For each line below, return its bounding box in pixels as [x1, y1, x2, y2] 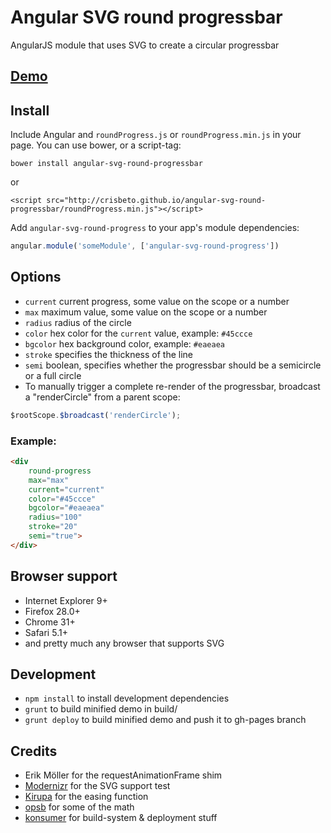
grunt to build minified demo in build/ [24, 703, 178, 715]
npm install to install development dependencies [24, 692, 230, 705]
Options [10, 269, 62, 286]
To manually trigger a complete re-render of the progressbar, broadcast [24, 380, 321, 392]
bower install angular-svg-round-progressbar [10, 159, 203, 169]
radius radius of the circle [24, 316, 132, 328]
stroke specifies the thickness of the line [24, 348, 193, 360]
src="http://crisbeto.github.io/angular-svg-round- [46, 196, 267, 206]
